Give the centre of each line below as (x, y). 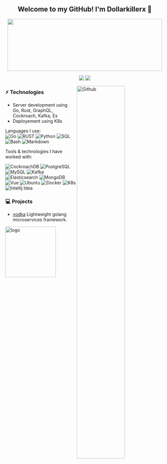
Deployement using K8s (37, 121)
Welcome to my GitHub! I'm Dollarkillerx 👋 (85, 9)
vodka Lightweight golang (40, 214)
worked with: (19, 157)
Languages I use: (23, 131)
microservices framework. (40, 220)
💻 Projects (19, 202)
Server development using (40, 105)
